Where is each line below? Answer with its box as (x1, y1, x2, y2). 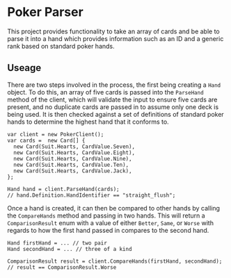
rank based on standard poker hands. (7, 42, 115, 50)
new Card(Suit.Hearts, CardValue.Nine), (13, 155, 132, 162)
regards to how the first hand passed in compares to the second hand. (7, 226, 209, 234)
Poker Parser (7, 4, 83, 20)
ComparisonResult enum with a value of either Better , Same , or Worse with (7, 218, 214, 227)
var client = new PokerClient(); (7, 131, 104, 138)
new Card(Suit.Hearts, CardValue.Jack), (13, 167, 132, 174)
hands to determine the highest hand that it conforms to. (7, 117, 169, 126)
